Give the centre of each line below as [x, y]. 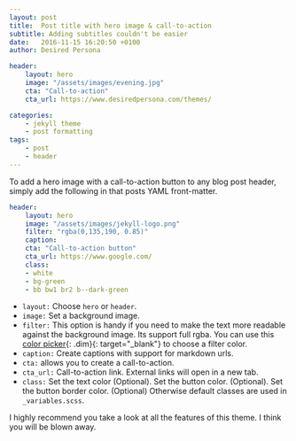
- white [39, 273]
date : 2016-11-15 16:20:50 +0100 [75, 42]
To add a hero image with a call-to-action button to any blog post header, [143, 182]
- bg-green [45, 281]
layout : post [33, 17]
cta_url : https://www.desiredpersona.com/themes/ [119, 99]
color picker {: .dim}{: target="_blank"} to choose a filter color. [135, 344]
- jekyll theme [53, 124]
